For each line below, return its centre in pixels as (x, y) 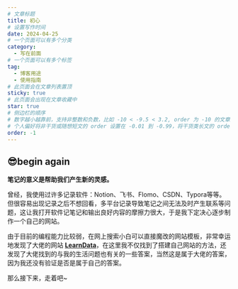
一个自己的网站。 (38, 222)
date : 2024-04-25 (33, 34)
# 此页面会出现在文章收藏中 (42, 100)
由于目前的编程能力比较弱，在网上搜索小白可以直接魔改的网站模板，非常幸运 (119, 236)
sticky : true (27, 93)
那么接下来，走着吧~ (38, 278)
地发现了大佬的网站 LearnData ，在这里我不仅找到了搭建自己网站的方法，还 (117, 245)
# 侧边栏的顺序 (27, 113)
